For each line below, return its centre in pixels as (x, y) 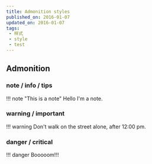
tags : (13, 28)
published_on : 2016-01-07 (38, 17)
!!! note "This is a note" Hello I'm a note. (54, 98)
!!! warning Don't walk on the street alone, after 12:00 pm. (76, 126)
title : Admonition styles (38, 12)
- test (17, 45)
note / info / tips (29, 85)
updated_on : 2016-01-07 (35, 22)
